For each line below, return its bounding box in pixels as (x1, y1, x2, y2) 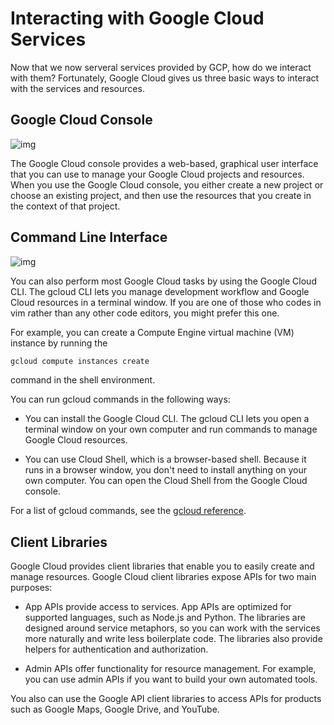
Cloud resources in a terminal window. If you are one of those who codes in (10, 296, 322, 308)
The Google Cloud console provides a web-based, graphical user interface (10, 157, 319, 169)
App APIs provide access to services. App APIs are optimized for (24, 601, 292, 613)
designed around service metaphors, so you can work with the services (24, 622, 321, 634)
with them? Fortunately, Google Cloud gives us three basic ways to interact (10, 72, 320, 84)
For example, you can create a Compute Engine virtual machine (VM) (10, 326, 295, 338)
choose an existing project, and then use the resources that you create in (10, 189, 312, 201)
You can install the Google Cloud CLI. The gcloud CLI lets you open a (24, 413, 310, 425)
